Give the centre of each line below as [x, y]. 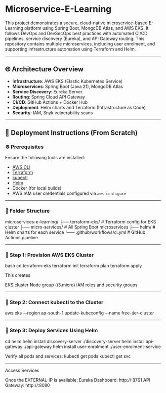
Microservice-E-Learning [58, 9]
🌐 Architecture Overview [44, 69]
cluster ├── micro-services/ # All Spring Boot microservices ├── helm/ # [80, 227]
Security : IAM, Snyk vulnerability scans [52, 113]
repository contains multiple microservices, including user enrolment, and [80, 44]
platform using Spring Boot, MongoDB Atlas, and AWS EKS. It [86, 28]
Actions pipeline [21, 237]
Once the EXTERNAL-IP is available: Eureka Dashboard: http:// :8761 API [78, 380]
